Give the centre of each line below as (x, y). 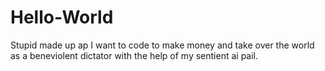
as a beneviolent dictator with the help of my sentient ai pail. (134, 55)
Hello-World (62, 17)
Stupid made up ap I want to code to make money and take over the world (162, 45)
